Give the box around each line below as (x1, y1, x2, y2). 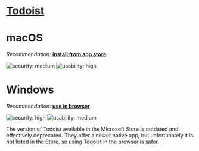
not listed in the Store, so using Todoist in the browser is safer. (6, 138, 160, 146)
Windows (6, 83, 54, 97)
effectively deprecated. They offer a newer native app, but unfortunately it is (6, 132, 194, 139)
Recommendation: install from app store (6, 51, 107, 58)
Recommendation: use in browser (6, 102, 91, 110)
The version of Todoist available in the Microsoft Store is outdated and (6, 126, 179, 133)
